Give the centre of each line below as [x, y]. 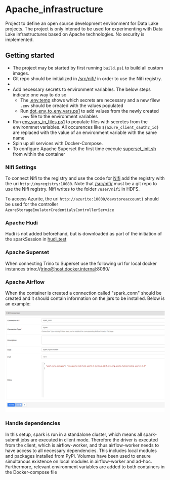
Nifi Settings [21, 167]
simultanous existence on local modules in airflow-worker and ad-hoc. [79, 461]
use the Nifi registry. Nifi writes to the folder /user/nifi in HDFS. [73, 189]
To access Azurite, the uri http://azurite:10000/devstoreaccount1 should [82, 199]
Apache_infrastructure [54, 9]
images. [21, 73]
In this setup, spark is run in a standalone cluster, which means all [74, 434]
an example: [18, 303]
